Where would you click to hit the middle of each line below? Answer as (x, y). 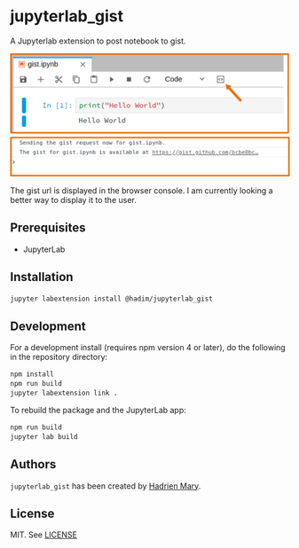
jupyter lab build (44, 436)
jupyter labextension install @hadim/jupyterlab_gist (112, 299)
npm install (32, 374)
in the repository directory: (59, 357)
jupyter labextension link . (64, 393)
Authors (33, 464)
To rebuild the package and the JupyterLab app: (98, 410)
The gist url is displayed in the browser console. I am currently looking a (142, 191)
